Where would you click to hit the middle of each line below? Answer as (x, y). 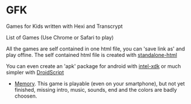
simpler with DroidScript (35, 72)
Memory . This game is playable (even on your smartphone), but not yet (100, 83)
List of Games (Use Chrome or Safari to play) (60, 37)
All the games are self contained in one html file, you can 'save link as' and (95, 49)
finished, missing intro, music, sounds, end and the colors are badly (96, 89)
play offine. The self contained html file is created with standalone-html (92, 55)
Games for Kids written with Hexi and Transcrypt (65, 26)
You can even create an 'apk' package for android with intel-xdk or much (93, 66)
